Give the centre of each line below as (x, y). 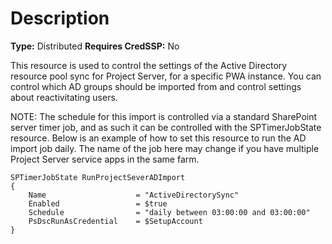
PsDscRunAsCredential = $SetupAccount (115, 221)
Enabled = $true (98, 203)
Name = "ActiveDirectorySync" (134, 195)
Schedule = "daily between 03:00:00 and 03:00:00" (169, 212)
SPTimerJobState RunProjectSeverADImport (98, 177)
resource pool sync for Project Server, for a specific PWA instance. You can (166, 76)
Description (60, 18)
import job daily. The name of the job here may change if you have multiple (165, 148)
